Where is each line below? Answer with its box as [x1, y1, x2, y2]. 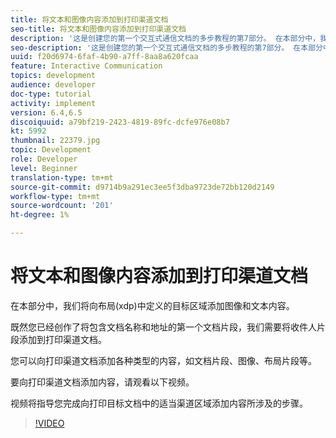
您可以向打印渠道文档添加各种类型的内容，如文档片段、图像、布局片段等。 [10, 354, 317, 366]
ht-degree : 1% [10, 210, 70, 220]
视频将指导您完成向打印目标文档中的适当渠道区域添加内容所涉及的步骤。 [10, 397, 308, 409]
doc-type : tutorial [10, 89, 92, 99]
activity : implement [10, 98, 97, 108]
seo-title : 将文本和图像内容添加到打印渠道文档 [10, 24, 187, 34]
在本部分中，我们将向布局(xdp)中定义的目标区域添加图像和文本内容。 [10, 299, 295, 311]
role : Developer [10, 154, 78, 164]
